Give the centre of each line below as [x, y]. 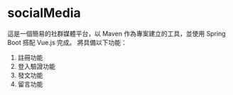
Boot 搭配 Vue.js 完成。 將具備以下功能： [67, 42]
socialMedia [44, 13]
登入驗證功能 [36, 66]
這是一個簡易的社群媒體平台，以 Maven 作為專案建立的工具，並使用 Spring [116, 33]
